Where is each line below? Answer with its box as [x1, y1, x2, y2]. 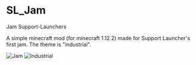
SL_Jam [6, 4, 46, 17]
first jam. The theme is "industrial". [6, 41, 91, 48]
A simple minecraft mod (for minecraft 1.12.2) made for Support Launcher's [6, 34, 191, 41]
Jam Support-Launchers [6, 23, 67, 30]
